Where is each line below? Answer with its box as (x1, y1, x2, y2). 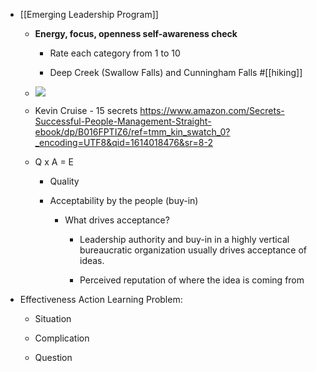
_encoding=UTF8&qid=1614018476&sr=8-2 (34, 137, 213, 148)
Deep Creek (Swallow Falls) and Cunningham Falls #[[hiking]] (49, 67, 303, 78)
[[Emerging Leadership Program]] (19, 9, 159, 20)
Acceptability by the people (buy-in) (49, 195, 199, 206)
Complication (34, 332, 90, 344)
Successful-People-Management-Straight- (34, 115, 212, 127)
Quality (49, 175, 80, 187)
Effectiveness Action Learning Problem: (19, 294, 183, 305)
